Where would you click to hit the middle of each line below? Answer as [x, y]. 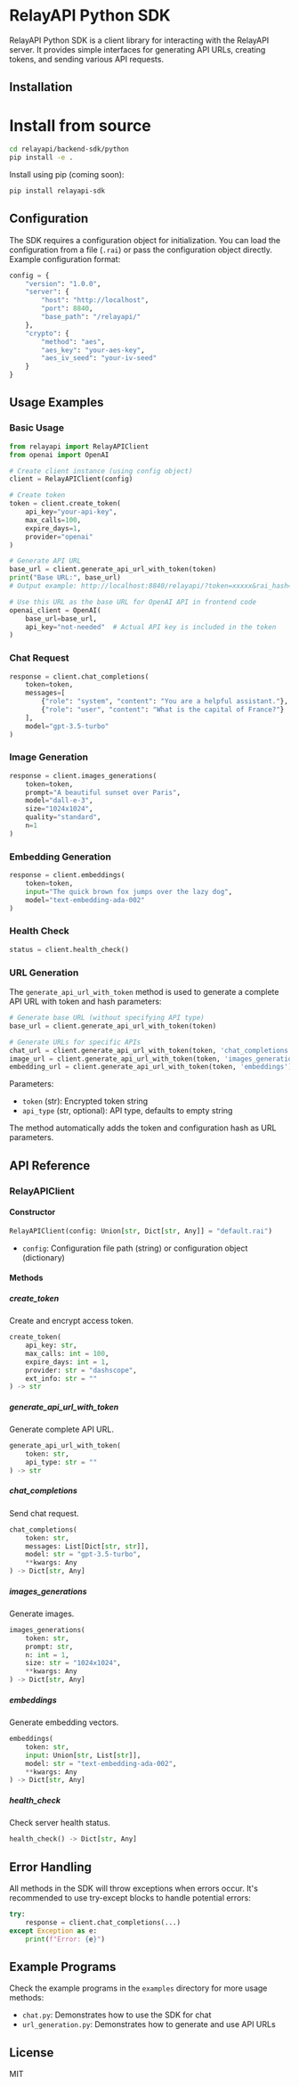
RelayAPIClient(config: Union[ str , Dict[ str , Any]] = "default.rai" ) [141, 1231]
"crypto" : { [47, 333]
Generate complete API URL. [61, 1429]
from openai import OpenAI [59, 455]
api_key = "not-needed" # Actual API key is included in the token [151, 627]
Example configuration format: [65, 259]
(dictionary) [43, 1257]
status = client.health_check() [69, 949]
